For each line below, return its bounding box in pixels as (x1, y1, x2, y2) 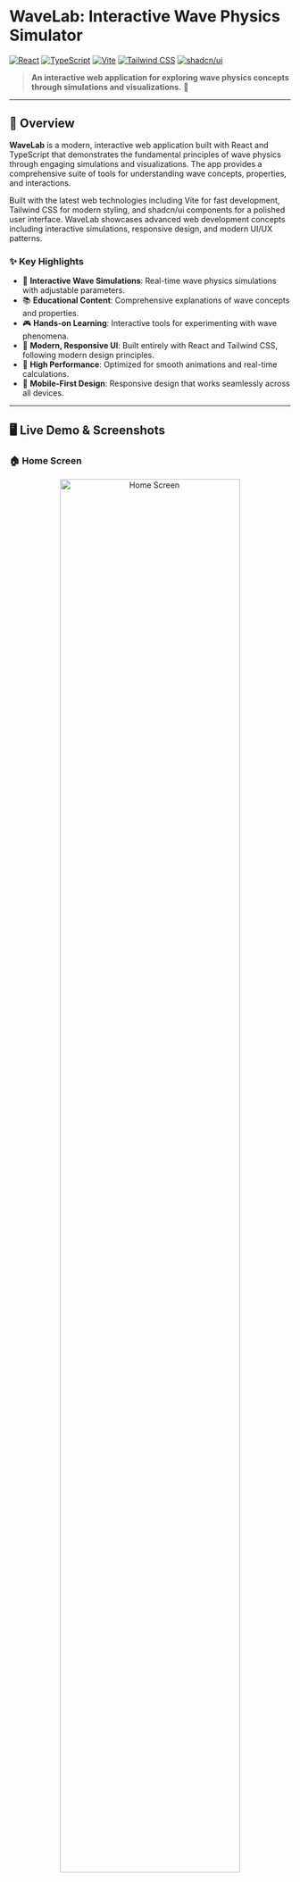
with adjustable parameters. (21, 285, 125, 296)
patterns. (9, 232, 43, 243)
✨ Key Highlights (9, 255, 85, 267)
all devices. (21, 388, 64, 398)
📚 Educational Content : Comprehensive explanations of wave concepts (21, 295, 290, 305)
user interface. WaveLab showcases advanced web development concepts (9, 213, 286, 224)
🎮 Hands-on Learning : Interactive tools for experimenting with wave (21, 318, 278, 329)
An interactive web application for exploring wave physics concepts (30, 71, 290, 82)
